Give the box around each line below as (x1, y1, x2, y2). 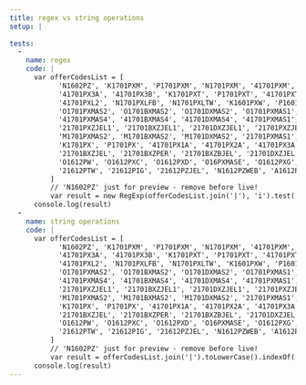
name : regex (25, 56, 71, 65)
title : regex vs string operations (9, 13, 145, 23)
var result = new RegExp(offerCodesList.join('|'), (49, 192, 250, 201)
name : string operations (25, 216, 120, 226)
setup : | (9, 22, 43, 31)
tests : (9, 38, 35, 48)
